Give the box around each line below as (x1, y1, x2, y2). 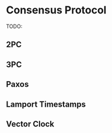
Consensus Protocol (6, 3, 107, 17)
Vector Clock (6, 119, 54, 129)
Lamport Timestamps (6, 99, 86, 109)
